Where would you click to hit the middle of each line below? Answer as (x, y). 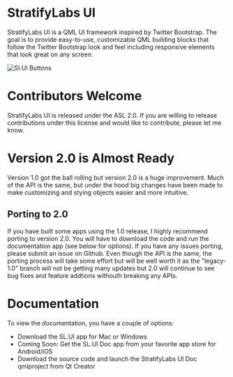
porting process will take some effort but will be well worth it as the (104, 261)
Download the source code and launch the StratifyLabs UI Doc (107, 359)
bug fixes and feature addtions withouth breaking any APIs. (92, 275)
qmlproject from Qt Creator (56, 366)
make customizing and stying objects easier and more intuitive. (98, 192)
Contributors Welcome (75, 96)
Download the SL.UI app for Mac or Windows (82, 337)
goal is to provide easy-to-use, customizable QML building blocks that (108, 39)
